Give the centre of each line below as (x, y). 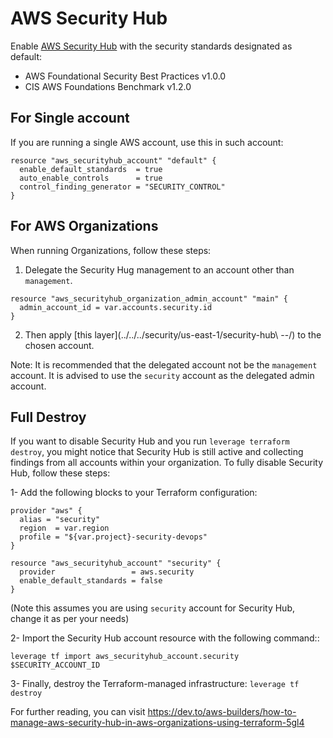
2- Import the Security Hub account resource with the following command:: (165, 638)
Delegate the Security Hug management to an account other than (159, 269)
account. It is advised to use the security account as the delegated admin (162, 375)
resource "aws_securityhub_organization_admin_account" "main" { (149, 298)
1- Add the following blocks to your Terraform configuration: (134, 493)
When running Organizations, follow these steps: (111, 250)
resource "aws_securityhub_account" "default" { (113, 160)
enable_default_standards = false (91, 581)
